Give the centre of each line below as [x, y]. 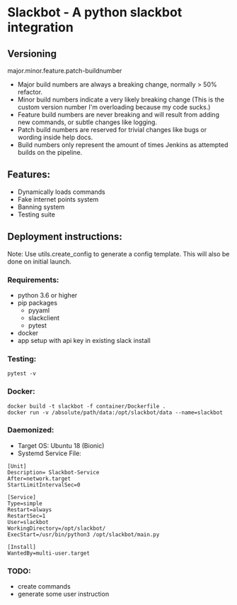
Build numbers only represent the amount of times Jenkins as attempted [123, 145]
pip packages [37, 302]
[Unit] [17, 466]
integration [41, 27]
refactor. [30, 92]
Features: [29, 175]
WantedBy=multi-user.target [49, 553]
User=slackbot [28, 522]
